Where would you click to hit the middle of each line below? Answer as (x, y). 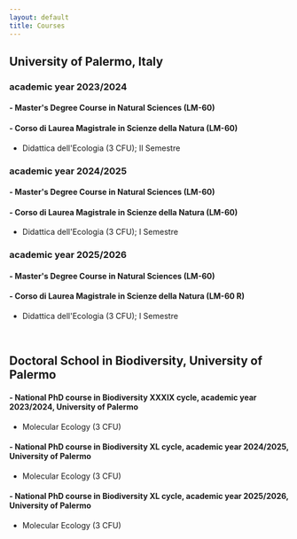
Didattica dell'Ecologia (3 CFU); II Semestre (101, 148)
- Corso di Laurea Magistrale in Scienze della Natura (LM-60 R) (127, 296)
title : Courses (37, 26)
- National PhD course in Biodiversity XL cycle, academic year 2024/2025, (149, 447)
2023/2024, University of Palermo (74, 407)
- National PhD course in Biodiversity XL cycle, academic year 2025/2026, (149, 496)
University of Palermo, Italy (86, 62)
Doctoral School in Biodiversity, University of (136, 361)
